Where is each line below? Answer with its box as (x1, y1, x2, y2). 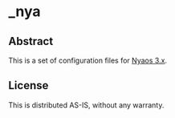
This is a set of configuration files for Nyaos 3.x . (8, 55, 167, 65)
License (8, 79, 49, 92)
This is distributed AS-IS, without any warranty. (8, 100, 165, 110)
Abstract (8, 35, 54, 48)
